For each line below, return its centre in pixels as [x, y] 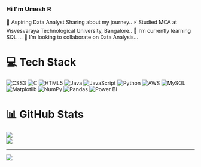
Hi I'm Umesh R [29, 9]
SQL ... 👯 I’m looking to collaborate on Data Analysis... [72, 37]
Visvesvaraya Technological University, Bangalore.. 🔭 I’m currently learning [99, 31]
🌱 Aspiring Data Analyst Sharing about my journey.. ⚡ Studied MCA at [92, 22]
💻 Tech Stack [41, 62]
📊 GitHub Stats [45, 115]
